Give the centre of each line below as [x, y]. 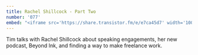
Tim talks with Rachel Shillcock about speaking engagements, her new [92, 40]
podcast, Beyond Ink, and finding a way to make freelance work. [84, 46]
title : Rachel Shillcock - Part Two [51, 12]
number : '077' [24, 17]
